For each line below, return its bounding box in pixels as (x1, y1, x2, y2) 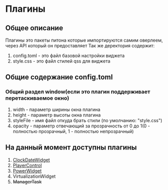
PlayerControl (12, 162, 42, 168)
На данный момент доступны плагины (5, 143, 137, 152)
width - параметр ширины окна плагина (12, 106, 101, 112)
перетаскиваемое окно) (5, 94, 69, 102)
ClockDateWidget (12, 157, 50, 163)
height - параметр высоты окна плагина (12, 111, 101, 118)
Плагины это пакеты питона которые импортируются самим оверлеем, (5, 37, 163, 43)
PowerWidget (12, 167, 42, 174)
